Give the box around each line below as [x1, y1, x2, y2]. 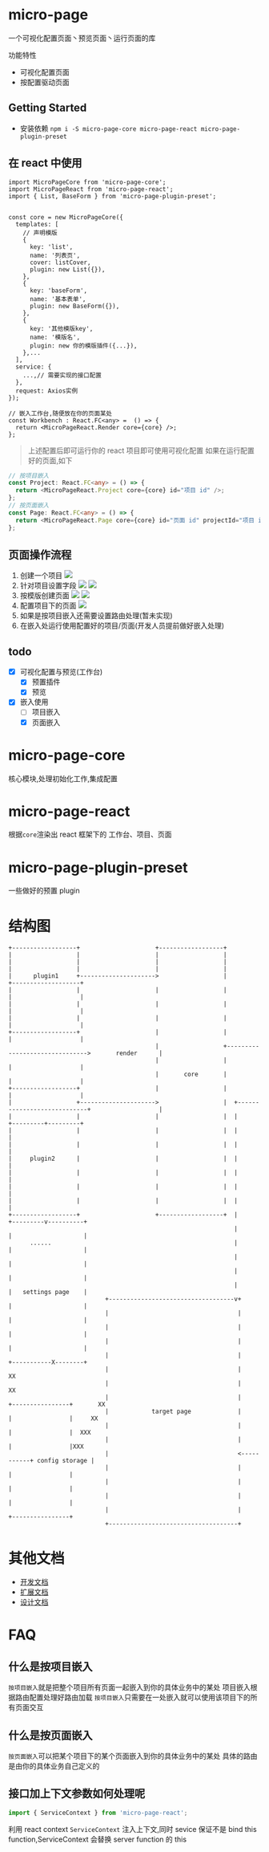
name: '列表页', [29, 251, 81, 259]
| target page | [105, 1407, 242, 1416]
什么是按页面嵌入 [8, 1728, 93, 1742]
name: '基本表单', [29, 295, 86, 303]
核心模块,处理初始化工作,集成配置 [8, 773, 118, 784]
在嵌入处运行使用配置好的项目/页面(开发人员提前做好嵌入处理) [19, 621, 225, 631]
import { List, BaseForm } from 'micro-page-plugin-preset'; [8, 192, 217, 200]
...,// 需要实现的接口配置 [22, 371, 102, 379]
